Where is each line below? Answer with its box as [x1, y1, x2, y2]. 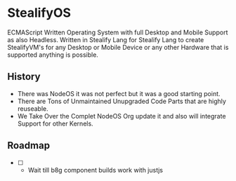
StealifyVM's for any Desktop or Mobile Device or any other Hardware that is [7, 43, 229, 51]
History [7, 71, 41, 83]
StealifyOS [7, 5, 72, 21]
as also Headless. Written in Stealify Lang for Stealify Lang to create [7, 35, 204, 43]
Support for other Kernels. [17, 119, 93, 128]
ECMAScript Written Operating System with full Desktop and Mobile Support [7, 28, 228, 36]
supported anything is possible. [7, 51, 98, 59]
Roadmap [7, 140, 51, 152]
